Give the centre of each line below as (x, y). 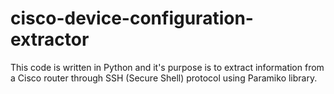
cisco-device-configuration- (132, 18)
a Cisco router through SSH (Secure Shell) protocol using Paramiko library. (164, 78)
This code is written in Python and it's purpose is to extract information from (167, 67)
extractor (50, 39)
